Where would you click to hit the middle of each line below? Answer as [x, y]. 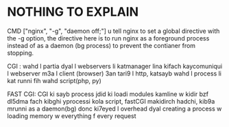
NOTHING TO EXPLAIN [73, 12]
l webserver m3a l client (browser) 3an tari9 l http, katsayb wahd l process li [114, 73]
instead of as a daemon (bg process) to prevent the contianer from [101, 45]
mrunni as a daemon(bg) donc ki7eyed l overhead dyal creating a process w [114, 108]
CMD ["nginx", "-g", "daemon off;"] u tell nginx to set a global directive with [113, 31]
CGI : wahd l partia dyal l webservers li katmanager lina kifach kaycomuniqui [115, 66]
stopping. [21, 53]
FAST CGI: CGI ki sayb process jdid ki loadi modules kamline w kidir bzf [108, 94]
